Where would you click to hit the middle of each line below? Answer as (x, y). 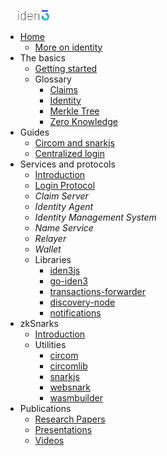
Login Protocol (65, 185)
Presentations (63, 429)
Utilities (50, 344)
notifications (75, 312)
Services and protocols (67, 164)
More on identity (68, 47)
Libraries (53, 259)
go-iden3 (68, 281)
